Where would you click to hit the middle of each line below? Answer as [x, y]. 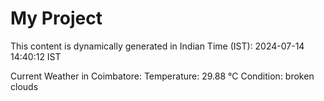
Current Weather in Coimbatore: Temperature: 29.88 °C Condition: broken [162, 76]
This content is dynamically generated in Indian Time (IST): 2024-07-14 [157, 46]
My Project [56, 18]
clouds [24, 86]
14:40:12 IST [36, 56]
